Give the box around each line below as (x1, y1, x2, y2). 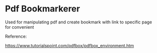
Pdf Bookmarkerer (5, 3, 80, 14)
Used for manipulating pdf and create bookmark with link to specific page (5, 19, 152, 25)
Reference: (5, 33, 27, 39)
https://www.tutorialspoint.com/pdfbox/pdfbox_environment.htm (5, 42, 134, 48)
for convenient (5, 24, 34, 30)
